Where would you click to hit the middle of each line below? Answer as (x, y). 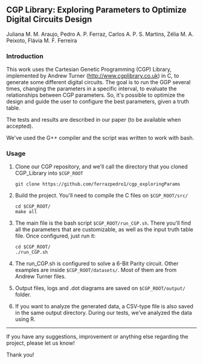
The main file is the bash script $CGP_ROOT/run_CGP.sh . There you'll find (103, 223)
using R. (25, 319)
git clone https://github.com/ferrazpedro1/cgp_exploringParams (98, 184)
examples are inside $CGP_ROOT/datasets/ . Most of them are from (96, 270)
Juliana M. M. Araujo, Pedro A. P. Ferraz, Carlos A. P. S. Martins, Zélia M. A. (100, 34)
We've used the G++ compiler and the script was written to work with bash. (100, 138)
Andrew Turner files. (40, 276)
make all (26, 212)
